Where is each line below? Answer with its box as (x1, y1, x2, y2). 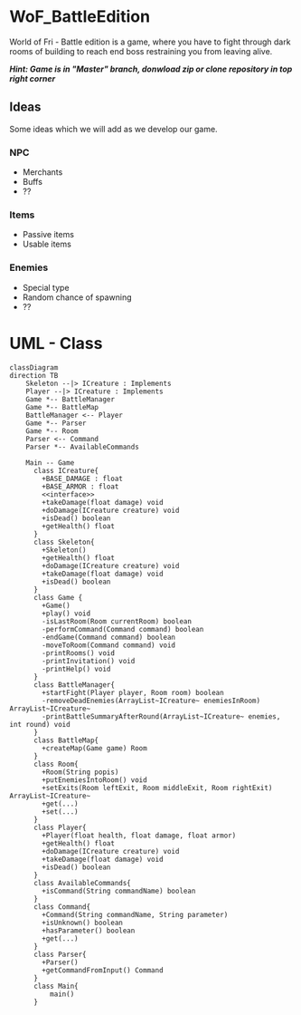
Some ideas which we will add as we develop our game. (9, 123, 219, 134)
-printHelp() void (42, 664, 111, 673)
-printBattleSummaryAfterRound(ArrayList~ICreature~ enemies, (42, 711, 281, 721)
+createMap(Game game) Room (42, 743, 147, 753)
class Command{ (33, 902, 91, 912)
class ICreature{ (33, 466, 99, 475)
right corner (9, 72, 56, 83)
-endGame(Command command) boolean (42, 633, 176, 642)
